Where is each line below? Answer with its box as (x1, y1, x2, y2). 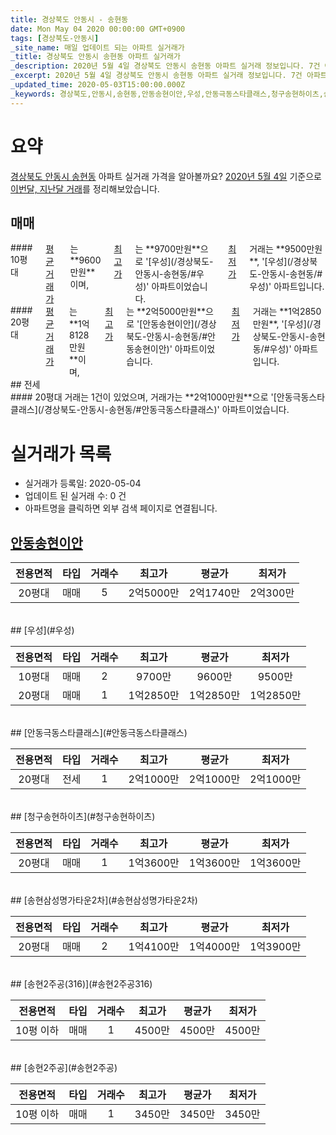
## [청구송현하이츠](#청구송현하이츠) (10, 811, 156, 823)
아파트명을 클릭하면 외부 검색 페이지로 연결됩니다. (24, 502, 218, 515)
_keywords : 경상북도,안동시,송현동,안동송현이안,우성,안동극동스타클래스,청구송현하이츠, (10, 89, 324, 99)
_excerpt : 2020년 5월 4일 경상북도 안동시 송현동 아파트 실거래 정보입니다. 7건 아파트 (10, 71, 328, 81)
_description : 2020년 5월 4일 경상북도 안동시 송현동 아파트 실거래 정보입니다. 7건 (10, 61, 321, 71)
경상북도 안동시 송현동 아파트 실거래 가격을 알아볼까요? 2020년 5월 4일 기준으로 (10, 170, 322, 182)
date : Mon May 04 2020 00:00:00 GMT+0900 (10, 24, 186, 34)
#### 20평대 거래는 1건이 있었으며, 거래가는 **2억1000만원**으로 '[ (10, 391, 277, 403)
